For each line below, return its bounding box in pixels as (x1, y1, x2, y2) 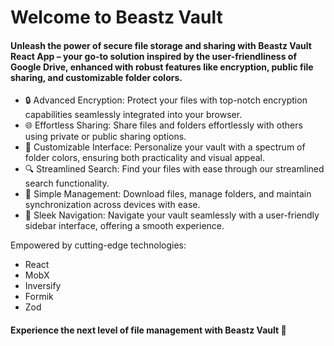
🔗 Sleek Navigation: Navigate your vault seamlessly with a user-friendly (24, 209, 320, 221)
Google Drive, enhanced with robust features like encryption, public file (10, 61, 314, 73)
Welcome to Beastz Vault (10, 6, 223, 29)
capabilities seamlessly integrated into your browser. (24, 109, 243, 121)
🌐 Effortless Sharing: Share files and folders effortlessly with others (24, 119, 303, 131)
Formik (24, 291, 54, 303)
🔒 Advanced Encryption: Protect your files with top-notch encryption (24, 94, 308, 106)
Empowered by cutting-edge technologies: (10, 239, 187, 251)
